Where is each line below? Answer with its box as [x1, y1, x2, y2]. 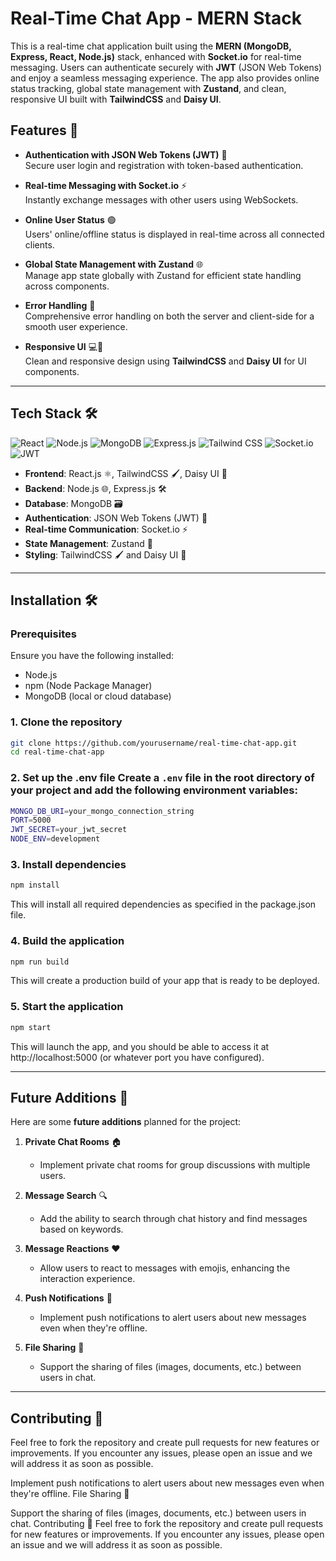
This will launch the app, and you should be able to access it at [10, 1040, 270, 1052]
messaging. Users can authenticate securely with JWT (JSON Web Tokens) [10, 61, 323, 73]
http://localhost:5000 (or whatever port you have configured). [10, 1051, 265, 1063]
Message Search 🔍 [24, 1190, 108, 1202]
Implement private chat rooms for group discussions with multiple [39, 1159, 311, 1171]
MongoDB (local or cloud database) [24, 690, 172, 702]
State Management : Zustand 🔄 [24, 537, 154, 549]
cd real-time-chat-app [10, 747, 105, 757]
